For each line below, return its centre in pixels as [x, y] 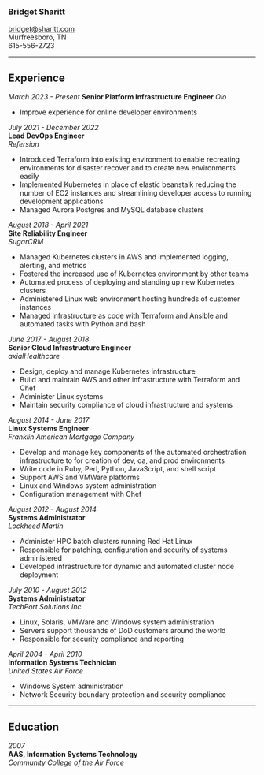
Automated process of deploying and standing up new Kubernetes [127, 282]
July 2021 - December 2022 [54, 128]
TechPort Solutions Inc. [46, 607]
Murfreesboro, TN [37, 37]
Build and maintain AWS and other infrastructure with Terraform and [130, 380]
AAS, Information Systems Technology [73, 754]
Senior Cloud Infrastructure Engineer [70, 348]
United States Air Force [46, 671]
